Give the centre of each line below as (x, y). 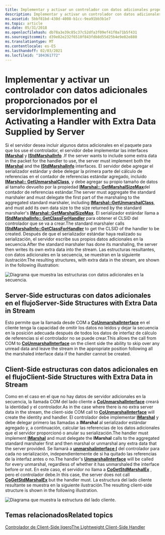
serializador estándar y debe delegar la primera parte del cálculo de (74, 171)
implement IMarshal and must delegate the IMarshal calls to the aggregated (82, 438)
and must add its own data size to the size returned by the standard (73, 208)
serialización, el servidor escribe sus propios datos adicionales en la (74, 239)
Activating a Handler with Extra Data (81, 121)
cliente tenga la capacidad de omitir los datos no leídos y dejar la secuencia (82, 328)
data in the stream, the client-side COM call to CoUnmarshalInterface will (80, 412)
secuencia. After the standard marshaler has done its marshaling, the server (82, 244)
